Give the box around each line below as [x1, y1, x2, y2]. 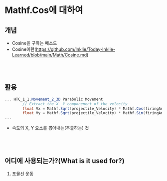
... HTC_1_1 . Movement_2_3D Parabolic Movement [4, 97, 103, 102]
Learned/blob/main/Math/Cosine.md [11, 52, 87, 58]
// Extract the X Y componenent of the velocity [22, 101, 128, 106]
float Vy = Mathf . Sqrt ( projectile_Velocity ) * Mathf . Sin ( [22, 111, 146, 116]
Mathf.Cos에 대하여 [4, 4, 83, 16]
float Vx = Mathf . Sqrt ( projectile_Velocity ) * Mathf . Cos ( [22, 106, 146, 111]
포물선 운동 [11, 171, 34, 177]
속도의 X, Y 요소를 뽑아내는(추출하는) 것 [11, 125, 89, 131]
